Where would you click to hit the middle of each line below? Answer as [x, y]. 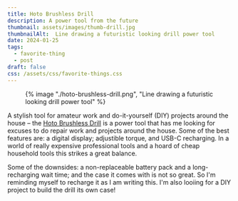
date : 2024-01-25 [33, 41]
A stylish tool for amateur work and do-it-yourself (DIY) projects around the [118, 115]
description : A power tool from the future [73, 21]
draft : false [27, 67]
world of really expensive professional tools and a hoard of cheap [104, 145]
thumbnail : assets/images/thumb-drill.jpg [71, 27]
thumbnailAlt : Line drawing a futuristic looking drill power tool [111, 34]
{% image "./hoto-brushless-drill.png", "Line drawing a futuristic [119, 94]
